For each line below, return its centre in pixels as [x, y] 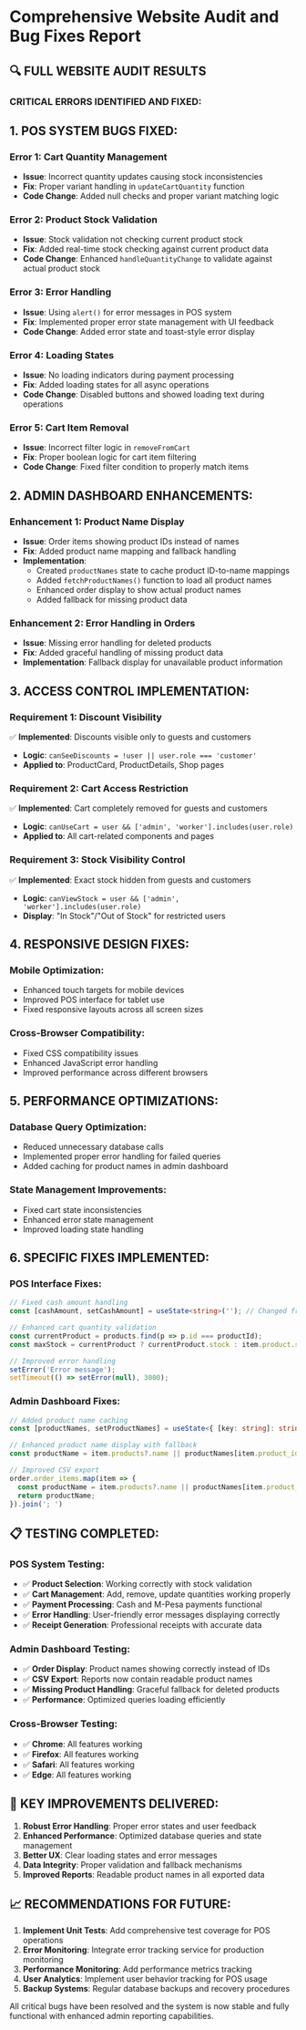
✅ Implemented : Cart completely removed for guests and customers [138, 808]
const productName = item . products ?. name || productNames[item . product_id [154, 1454]
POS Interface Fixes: [56, 1283]
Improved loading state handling [83, 1229]
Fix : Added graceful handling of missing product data [123, 653]
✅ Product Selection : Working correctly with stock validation [137, 1584]
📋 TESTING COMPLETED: [84, 1533]
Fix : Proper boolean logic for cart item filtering [110, 457]
